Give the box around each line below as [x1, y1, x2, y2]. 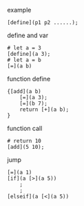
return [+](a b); [19, 106, 70, 113]
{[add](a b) [7, 88, 41, 95]
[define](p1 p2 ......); [7, 19, 78, 26]
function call [7, 124, 43, 132]
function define [7, 75, 51, 83]
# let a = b [7, 56, 41, 63]
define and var [7, 31, 49, 39]
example [7, 6, 32, 14]
